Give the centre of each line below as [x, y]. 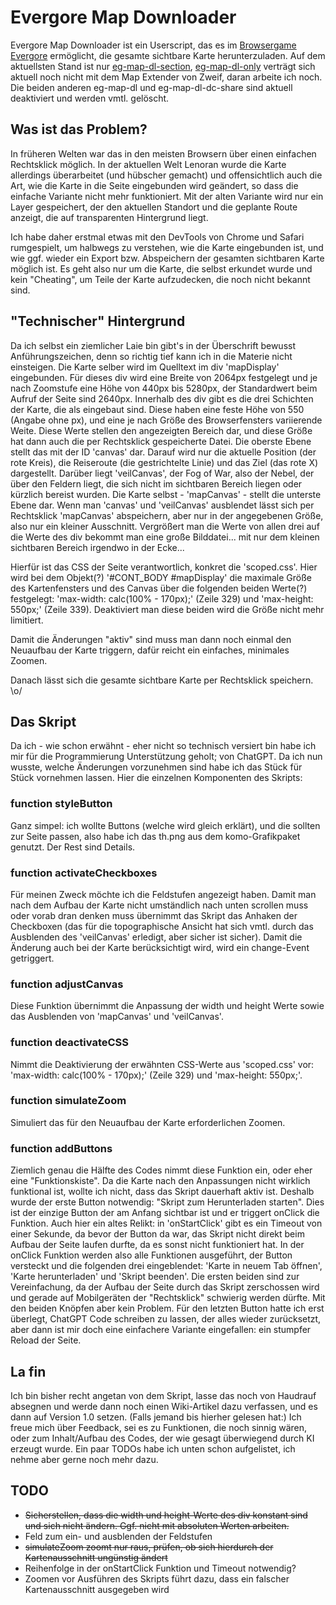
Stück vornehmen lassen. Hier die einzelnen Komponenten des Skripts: [156, 778]
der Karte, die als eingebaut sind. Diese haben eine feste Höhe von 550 [157, 409]
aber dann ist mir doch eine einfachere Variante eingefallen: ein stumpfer [161, 1330]
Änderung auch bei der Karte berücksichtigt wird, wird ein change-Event [160, 947]
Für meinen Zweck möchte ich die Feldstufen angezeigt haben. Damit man [163, 894]
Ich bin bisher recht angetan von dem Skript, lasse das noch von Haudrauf [163, 1395]
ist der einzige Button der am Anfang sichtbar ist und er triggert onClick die [165, 1213]
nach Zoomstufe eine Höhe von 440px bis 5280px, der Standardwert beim [164, 388]
